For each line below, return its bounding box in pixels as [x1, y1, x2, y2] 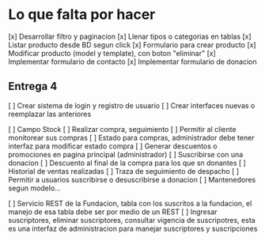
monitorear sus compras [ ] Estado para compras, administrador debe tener [8, 133, 255, 142]
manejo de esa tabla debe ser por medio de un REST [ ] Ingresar [8, 207, 218, 217]
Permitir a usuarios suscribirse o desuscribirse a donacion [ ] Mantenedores [8, 175, 256, 184]
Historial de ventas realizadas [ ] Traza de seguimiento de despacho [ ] [8, 166, 240, 175]
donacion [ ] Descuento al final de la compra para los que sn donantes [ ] [8, 158, 247, 168]
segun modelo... [8, 183, 61, 193]
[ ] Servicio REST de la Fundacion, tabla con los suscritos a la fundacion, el [8, 198, 252, 208]
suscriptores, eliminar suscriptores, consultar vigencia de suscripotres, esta [8, 215, 256, 224]
